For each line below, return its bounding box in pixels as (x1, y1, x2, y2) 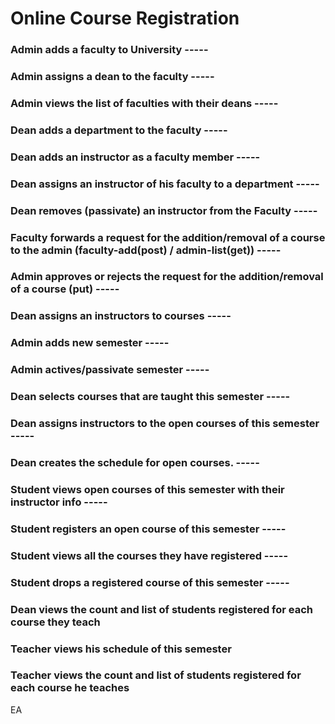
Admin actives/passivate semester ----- (10, 363, 210, 377)
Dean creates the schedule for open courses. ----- (10, 456, 260, 470)
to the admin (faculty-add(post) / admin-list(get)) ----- (10, 243, 282, 257)
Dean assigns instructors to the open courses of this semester (10, 417, 320, 431)
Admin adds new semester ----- (10, 336, 170, 350)
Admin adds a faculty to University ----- (10, 43, 209, 57)
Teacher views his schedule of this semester (10, 642, 232, 656)
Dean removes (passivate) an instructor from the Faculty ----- (10, 203, 318, 217)
